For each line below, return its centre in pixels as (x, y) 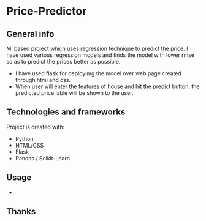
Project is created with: (36, 127)
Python (24, 138)
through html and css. (43, 80)
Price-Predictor (47, 11)
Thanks (21, 212)
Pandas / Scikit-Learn (43, 158)
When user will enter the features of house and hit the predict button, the (107, 86)
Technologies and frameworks (66, 112)
